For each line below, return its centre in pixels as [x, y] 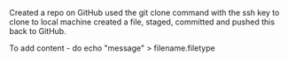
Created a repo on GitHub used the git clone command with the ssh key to [144, 13]
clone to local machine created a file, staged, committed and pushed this [142, 22]
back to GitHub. [38, 31]
